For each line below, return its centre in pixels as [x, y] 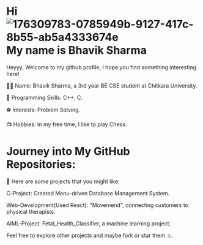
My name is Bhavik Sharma [76, 51]
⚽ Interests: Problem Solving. [43, 110]
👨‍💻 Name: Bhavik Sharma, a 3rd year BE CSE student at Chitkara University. [102, 85]
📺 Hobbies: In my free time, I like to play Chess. [67, 124]
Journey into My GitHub [68, 152]
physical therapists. [31, 211]
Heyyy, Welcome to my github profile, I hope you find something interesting [102, 67]
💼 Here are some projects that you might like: [63, 181]
